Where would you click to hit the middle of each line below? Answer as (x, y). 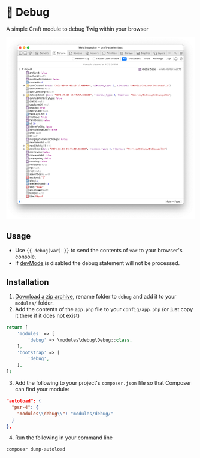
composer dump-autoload (36, 450)
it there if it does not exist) (47, 315)
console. (25, 257)
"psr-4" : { (25, 407)
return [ (17, 327)
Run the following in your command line (63, 438)
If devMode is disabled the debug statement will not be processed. (97, 263)
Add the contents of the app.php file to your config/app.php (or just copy (104, 309)
